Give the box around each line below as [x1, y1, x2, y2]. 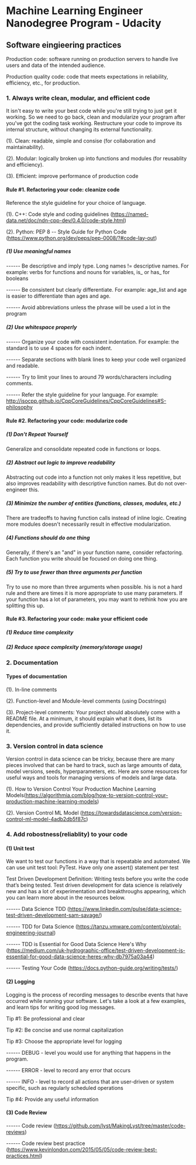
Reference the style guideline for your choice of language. [6, 199, 146, 206]
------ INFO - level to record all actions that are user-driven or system [6, 1078, 174, 1085]
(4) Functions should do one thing [6, 534, 90, 541]
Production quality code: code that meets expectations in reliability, [6, 73, 169, 80]
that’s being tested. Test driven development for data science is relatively [6, 882, 183, 889]
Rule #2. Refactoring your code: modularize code [6, 417, 128, 424]
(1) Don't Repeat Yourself [6, 430, 68, 438]
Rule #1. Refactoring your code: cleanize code [6, 186, 120, 193]
